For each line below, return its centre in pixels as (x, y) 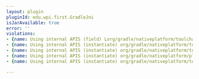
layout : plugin (25, 12)
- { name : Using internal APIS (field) (54, 39)
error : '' (18, 28)
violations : (21, 34)
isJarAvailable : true (33, 23)
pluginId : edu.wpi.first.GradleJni (50, 17)
